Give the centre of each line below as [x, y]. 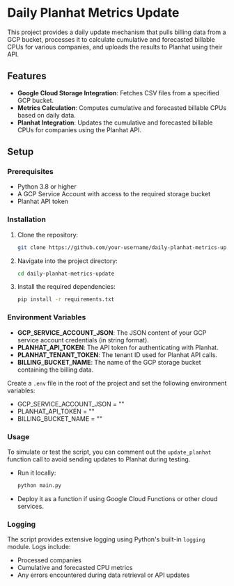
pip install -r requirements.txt [66, 300]
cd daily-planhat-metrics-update [66, 274]
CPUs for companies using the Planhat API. [79, 129]
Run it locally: [37, 473]
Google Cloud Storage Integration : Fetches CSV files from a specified [118, 93]
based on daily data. [47, 115]
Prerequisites [30, 172]
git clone [32, 247]
